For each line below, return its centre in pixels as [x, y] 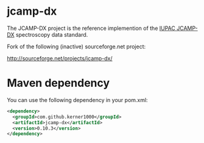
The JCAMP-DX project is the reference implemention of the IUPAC [91, 28]
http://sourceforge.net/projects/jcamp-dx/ [60, 58]
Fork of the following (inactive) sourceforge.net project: [76, 46]
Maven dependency [58, 83]
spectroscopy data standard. [52, 34]
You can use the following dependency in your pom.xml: [77, 100]
